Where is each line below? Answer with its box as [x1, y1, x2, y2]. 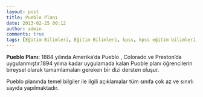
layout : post [6, 8, 39, 15]
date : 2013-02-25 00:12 [6, 20, 66, 26]
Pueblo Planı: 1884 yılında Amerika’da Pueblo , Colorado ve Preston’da [6, 54, 182, 60]
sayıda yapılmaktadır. [6, 84, 59, 91]
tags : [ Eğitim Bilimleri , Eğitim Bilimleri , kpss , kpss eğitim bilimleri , [6, 37, 199, 43]
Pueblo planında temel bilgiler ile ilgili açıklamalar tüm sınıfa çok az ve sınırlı [6, 78, 194, 85]
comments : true [6, 31, 45, 37]
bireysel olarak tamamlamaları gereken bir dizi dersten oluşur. [6, 66, 159, 73]
